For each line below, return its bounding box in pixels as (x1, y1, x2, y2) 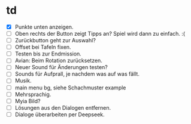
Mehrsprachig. (14, 91, 51, 98)
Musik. (14, 77, 32, 84)
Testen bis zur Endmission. (14, 50, 82, 57)
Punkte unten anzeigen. (14, 23, 74, 30)
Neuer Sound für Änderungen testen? (14, 64, 108, 71)
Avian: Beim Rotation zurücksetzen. (14, 57, 103, 64)
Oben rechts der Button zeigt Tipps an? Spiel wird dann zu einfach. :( (14, 30, 186, 37)
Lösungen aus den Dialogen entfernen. (14, 104, 111, 111)
